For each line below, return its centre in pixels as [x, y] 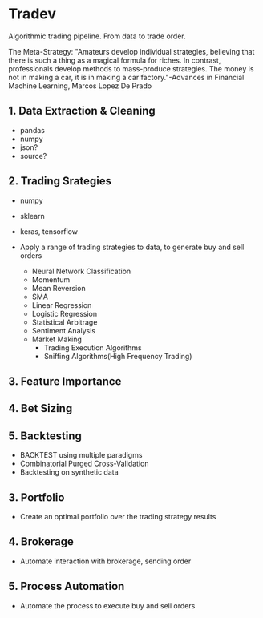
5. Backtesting [45, 436]
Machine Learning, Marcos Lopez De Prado [80, 86]
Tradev [32, 14]
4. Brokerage [41, 542]
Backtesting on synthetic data [69, 472]
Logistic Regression [65, 313]
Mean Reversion [59, 288]
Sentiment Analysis [64, 330]
